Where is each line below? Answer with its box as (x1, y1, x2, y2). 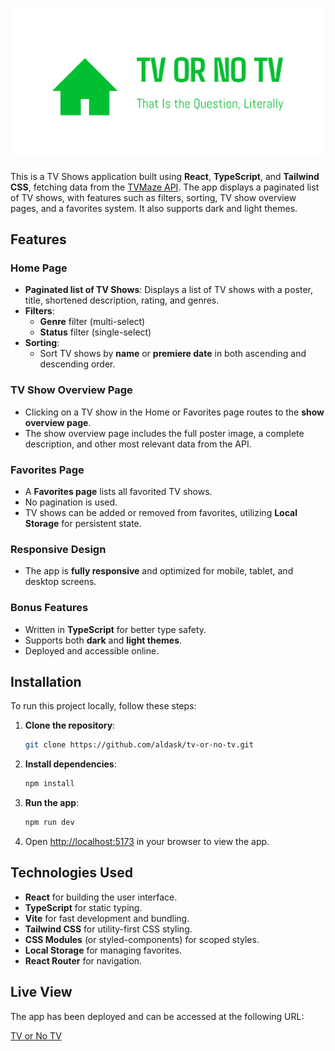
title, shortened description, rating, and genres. (24, 294, 220, 307)
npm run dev (24, 818, 75, 828)
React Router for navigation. (24, 954, 143, 967)
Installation (10, 673, 82, 690)
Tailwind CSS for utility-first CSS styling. (24, 923, 193, 935)
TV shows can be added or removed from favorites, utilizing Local (24, 507, 298, 518)
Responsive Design (10, 542, 107, 556)
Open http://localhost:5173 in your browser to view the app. (24, 836, 270, 848)
